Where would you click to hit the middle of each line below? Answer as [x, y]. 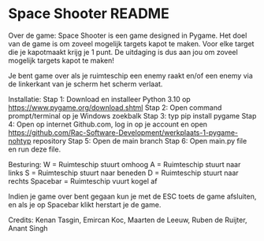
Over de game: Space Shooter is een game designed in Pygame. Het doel [128, 35]
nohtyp [20, 141]
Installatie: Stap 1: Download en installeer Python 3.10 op [99, 99]
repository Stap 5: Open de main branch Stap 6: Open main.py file [140, 141]
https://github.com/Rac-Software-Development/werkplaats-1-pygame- [123, 132]
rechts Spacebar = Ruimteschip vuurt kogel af [83, 181]
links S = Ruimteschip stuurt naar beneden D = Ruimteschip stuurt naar [123, 173]
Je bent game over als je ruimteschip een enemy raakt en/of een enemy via [131, 75]
